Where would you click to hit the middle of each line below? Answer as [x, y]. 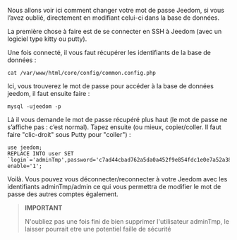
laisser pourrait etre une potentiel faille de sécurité [98, 229]
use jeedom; [25, 148]
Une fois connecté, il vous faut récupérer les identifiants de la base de [109, 53]
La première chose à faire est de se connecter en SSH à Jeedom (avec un [115, 31]
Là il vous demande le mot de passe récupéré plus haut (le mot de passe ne [117, 120]
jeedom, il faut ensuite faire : [49, 94]
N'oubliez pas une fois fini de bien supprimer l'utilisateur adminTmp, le [127, 221]
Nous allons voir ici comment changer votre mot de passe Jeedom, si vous [116, 10]
